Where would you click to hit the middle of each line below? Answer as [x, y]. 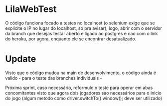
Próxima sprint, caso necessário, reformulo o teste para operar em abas [79, 88]
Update [21, 59]
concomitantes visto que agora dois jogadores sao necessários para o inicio [83, 93]
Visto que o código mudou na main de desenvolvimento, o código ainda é [81, 73]
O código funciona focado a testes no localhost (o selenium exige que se [80, 23]
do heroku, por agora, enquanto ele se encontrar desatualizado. [71, 39]
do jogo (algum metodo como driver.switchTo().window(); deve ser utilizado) [84, 98]
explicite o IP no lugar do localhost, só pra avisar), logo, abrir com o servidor [83, 28]
